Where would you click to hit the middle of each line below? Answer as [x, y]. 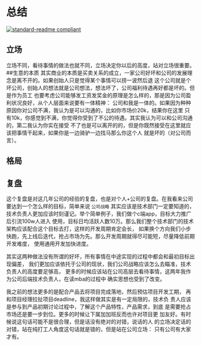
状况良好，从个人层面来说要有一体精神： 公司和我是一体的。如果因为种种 [101, 103]
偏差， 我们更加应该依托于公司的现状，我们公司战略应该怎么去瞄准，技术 [101, 264]
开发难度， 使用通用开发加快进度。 [49, 243]
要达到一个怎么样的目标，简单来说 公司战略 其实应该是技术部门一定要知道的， [100, 206]
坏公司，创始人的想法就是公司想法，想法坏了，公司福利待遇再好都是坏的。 [98, 88]
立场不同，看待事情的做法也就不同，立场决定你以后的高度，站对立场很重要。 [100, 65]
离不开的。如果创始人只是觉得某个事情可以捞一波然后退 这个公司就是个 [104, 80]
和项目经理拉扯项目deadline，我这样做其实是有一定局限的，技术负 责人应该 [99, 299]
